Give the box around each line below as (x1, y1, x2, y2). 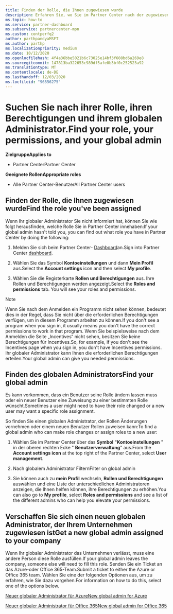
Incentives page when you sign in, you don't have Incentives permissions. (5, 344, 162, 350)
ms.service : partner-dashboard (5, 22, 73, 27)
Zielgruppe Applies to (5, 151, 51, 157)
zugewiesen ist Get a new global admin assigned (5, 528, 164, 537)
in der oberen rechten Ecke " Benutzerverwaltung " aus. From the (12, 445, 151, 451)
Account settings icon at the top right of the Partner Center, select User (12, 450, 167, 456)
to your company (5, 536, 61, 545)
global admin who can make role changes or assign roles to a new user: (5, 429, 158, 435)
